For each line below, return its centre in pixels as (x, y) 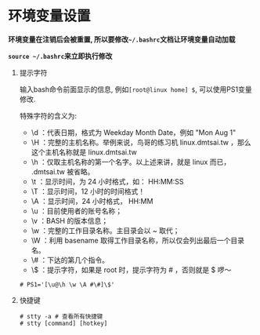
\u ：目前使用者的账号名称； (77, 211)
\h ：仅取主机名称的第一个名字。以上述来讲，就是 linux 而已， (131, 162)
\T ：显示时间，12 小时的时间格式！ (88, 191)
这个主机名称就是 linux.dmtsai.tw (84, 152)
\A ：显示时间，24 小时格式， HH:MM (92, 201)
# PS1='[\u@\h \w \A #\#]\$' (67, 284)
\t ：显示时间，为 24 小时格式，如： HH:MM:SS (107, 181)
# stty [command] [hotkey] (63, 323)
